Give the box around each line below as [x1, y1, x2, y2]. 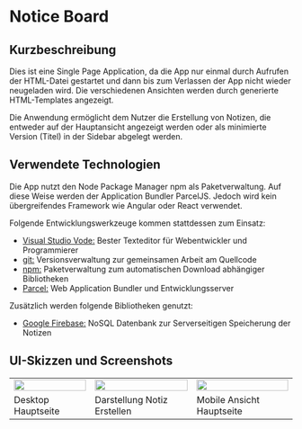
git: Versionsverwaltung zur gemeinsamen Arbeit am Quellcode [22, 254, 258, 264]
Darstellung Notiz [94, 393, 168, 406]
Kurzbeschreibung [9, 42, 117, 58]
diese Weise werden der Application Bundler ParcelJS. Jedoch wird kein [9, 191, 277, 201]
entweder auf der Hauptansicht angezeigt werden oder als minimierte [9, 121, 267, 132]
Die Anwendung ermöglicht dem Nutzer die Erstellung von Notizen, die [9, 112, 271, 122]
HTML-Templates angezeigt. [9, 94, 114, 105]
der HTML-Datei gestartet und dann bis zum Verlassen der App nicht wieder [9, 76, 291, 86]
